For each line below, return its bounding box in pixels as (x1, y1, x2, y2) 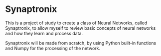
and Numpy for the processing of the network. (5, 45, 101, 51)
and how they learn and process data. (5, 30, 83, 36)
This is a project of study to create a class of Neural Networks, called (5, 20, 148, 26)
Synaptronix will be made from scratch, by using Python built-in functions (5, 40, 157, 46)
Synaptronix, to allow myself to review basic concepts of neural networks (5, 25, 156, 31)
